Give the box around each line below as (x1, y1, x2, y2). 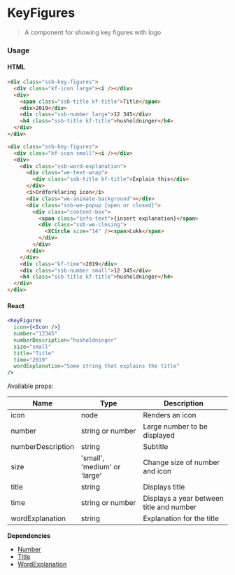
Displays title (143, 482, 185, 492)
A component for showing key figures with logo (24, 28, 162, 36)
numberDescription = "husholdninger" (13, 336, 117, 344)
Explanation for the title (143, 513, 219, 523)
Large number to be (143, 422, 208, 431)
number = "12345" (13, 331, 58, 338)
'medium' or (80, 462, 121, 472)
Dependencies (7, 532, 51, 540)
